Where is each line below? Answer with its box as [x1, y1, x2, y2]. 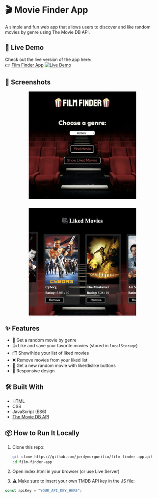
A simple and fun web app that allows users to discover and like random [5, 24, 151, 30]
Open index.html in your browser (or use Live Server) [12, 468, 120, 474]
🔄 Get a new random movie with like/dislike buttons [12, 362, 116, 369]
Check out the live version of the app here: [5, 56, 92, 62]
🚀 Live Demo [5, 43, 44, 52]
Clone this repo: [12, 444, 45, 450]
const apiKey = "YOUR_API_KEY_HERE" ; [5, 488, 82, 493]
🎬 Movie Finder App [5, 4, 88, 16]
